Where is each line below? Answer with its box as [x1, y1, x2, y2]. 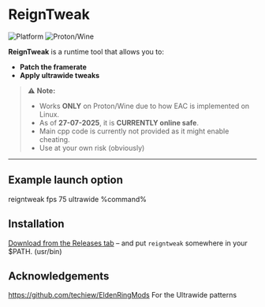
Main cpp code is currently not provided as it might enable [39, 126, 230, 136]
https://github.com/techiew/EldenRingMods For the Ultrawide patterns [8, 290, 237, 300]
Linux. [39, 109, 60, 119]
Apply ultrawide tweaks [19, 70, 100, 80]
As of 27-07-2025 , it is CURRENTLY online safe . [39, 118, 200, 127]
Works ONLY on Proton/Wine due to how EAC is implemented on [39, 101, 250, 110]
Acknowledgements [8, 269, 110, 283]
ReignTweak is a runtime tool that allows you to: [8, 47, 164, 56]
